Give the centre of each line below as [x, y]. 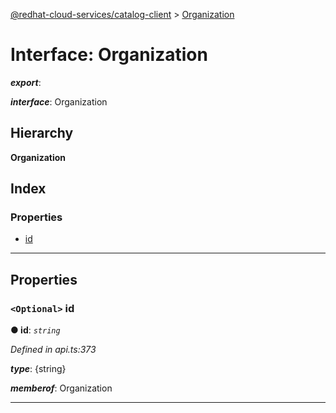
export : [26, 82]
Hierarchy [42, 133]
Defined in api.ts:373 [53, 350]
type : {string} [38, 369]
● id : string [35, 330]
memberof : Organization [61, 388]
